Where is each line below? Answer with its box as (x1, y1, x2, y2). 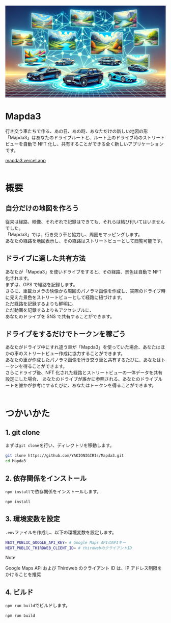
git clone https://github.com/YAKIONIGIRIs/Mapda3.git (5, 453, 124, 458)
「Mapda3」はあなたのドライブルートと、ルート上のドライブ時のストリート (5, 134, 165, 140)
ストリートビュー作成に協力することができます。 (22, 351, 126, 357)
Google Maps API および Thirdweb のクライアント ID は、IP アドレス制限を (5, 565, 162, 571)
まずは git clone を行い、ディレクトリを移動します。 (5, 442, 115, 448)
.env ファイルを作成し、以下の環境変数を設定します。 (5, 529, 117, 535)
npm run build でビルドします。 (5, 603, 70, 609)
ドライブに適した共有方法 (5, 254, 85, 263)
